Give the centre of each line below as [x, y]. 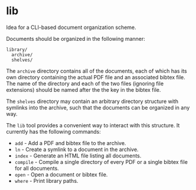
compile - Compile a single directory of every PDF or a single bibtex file [101, 162]
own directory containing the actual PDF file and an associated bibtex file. [96, 77]
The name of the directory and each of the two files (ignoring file [85, 83]
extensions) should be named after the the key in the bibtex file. [84, 89]
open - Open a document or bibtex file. [61, 174]
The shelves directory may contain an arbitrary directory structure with [92, 101]
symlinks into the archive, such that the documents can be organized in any [98, 107]
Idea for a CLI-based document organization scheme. [71, 27]
